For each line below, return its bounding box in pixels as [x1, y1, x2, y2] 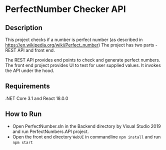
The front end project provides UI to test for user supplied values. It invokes [5, 62, 161, 68]
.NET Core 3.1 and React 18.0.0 [5, 95, 68, 101]
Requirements [5, 82, 50, 90]
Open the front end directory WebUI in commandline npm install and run [12, 133, 161, 139]
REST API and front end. [5, 47, 55, 53]
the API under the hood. [5, 67, 54, 73]
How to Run [5, 110, 42, 118]
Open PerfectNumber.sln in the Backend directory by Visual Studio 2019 [12, 123, 161, 129]
